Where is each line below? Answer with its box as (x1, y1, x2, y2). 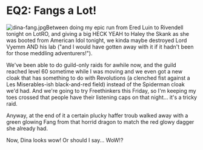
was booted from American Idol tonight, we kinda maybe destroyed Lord (6, 36, 187, 44)
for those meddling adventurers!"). (6, 49, 93, 56)
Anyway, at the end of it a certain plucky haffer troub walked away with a (6, 112, 188, 119)
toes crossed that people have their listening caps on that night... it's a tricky (6, 94, 198, 101)
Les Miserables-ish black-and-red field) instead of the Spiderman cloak (6, 80, 185, 88)
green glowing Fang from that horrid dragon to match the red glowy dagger (6, 118, 195, 125)
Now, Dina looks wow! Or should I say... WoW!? (6, 136, 124, 143)
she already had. (6, 124, 48, 132)
